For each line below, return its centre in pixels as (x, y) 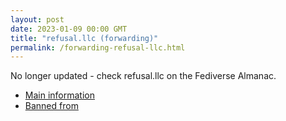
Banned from (51, 106)
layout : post (37, 19)
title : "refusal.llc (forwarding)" (84, 38)
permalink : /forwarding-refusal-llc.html (98, 47)
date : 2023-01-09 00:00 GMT (69, 29)
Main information (59, 95)
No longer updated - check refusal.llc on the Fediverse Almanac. (143, 76)
